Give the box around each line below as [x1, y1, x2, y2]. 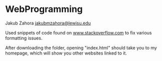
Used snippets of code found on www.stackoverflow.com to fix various [5, 29, 152, 35]
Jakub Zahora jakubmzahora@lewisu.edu [5, 20, 91, 26]
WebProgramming [5, 3, 83, 15]
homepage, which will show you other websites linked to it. [5, 50, 127, 56]
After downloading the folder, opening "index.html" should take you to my [5, 44, 157, 50]
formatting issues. [5, 35, 43, 41]
